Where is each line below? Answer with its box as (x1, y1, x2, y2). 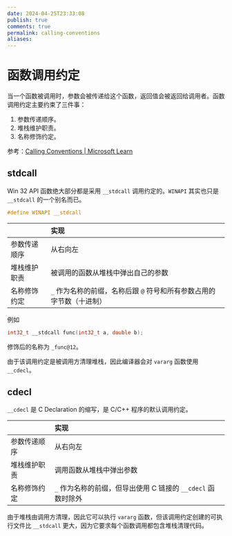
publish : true (7, 17, 48, 23)
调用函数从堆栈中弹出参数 (54, 466, 138, 475)
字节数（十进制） (50, 296, 106, 306)
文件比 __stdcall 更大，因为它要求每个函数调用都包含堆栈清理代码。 (12, 521, 209, 530)
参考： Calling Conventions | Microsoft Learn (7, 147, 133, 155)
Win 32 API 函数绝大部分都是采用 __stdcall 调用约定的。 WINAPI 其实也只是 (7, 186, 220, 195)
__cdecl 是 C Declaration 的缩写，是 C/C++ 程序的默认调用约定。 (7, 405, 192, 414)
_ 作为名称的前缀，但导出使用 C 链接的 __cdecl (54, 484, 206, 493)
